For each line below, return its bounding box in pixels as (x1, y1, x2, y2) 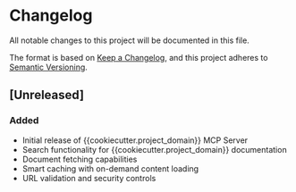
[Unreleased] (9, 88, 85, 103)
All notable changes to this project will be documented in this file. (9, 35, 250, 46)
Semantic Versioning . (9, 62, 88, 72)
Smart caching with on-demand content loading (21, 163, 199, 174)
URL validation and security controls (21, 172, 156, 183)
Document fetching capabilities (21, 154, 138, 164)
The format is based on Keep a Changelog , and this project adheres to (9, 52, 268, 63)
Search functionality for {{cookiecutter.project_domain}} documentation (21, 144, 288, 154)
